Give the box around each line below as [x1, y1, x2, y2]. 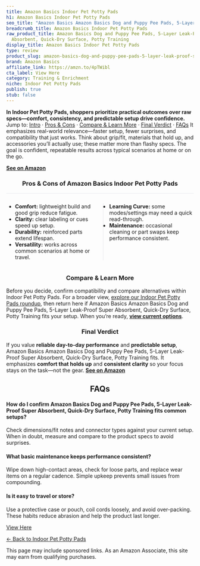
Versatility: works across [14, 241, 77, 248]
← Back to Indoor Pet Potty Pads [6, 535, 86, 542]
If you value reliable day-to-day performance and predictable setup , [6, 341, 177, 348]
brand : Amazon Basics [6, 59, 60, 64]
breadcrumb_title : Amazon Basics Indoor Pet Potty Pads [6, 25, 148, 32]
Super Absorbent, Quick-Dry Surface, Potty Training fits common [21, 407, 186, 414]
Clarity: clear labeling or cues [14, 216, 88, 223]
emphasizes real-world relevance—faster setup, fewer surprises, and [6, 127, 176, 134]
